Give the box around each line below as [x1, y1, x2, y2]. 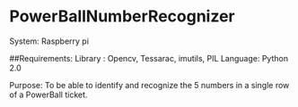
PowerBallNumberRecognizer [9, 6, 235, 27]
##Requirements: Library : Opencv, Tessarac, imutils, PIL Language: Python [9, 53, 289, 63]
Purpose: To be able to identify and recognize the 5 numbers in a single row [9, 79, 290, 90]
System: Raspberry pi [9, 36, 90, 46]
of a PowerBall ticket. [9, 89, 88, 100]
